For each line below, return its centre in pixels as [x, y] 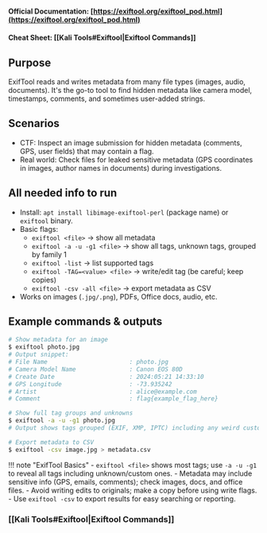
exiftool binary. [46, 220]
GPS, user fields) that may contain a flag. [87, 151]
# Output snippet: [39, 355]
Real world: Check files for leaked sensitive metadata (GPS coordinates [136, 160]
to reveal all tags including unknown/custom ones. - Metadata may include [130, 473]
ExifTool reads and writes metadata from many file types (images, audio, [127, 82]
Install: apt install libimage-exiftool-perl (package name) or [124, 212]
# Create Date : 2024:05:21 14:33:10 [106, 377]
